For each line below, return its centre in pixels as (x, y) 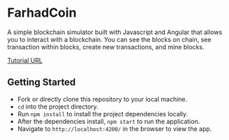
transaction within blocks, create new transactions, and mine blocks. (106, 47)
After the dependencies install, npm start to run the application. (109, 121)
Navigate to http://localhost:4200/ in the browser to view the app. (114, 129)
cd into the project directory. (58, 107)
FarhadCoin (42, 13)
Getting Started (42, 83)
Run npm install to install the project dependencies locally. (103, 114)
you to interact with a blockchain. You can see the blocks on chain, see (109, 39)
